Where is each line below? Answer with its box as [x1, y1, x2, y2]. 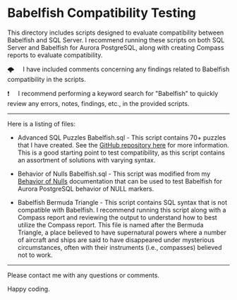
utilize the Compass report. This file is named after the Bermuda [17, 220, 204, 229]
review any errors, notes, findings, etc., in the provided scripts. [7, 99, 190, 107]
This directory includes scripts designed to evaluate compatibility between [7, 28, 224, 37]
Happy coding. [7, 284, 51, 293]
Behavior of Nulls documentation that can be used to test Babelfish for [17, 176, 222, 185]
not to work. [17, 251, 53, 259]
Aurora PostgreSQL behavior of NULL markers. [17, 184, 154, 193]
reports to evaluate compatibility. [7, 51, 103, 59]
